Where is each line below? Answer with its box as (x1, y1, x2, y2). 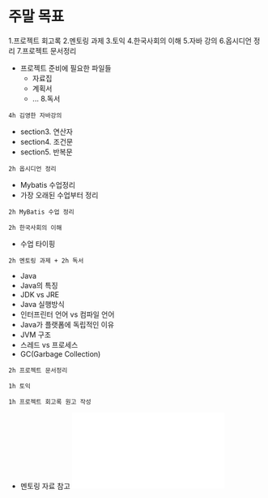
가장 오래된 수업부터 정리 (19, 190, 99, 200)
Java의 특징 (19, 280, 58, 290)
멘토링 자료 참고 (19, 481, 70, 491)
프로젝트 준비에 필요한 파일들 (19, 63, 112, 73)
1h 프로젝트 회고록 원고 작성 (8, 397, 91, 406)
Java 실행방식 (19, 299, 65, 309)
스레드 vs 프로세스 (19, 340, 79, 349)
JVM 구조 (19, 330, 51, 340)
